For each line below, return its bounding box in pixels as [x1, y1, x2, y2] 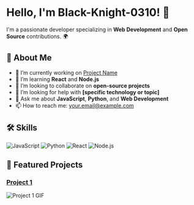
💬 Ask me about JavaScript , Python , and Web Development [15, 95, 169, 102]
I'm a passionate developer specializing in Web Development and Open [6, 26, 188, 33]
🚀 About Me [6, 53, 52, 63]
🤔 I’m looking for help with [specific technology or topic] [15, 88, 160, 95]
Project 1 [6, 177, 32, 186]
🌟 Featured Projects [6, 159, 83, 170]
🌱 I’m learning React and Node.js [15, 75, 100, 83]
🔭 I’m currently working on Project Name [15, 69, 118, 76]
